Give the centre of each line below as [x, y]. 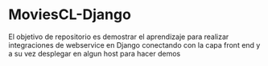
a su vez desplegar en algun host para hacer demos [95, 53]
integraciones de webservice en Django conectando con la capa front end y [134, 45]
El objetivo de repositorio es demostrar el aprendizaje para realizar [119, 37]
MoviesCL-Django [70, 15]
